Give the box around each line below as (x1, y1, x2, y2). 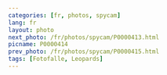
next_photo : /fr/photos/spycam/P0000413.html (8, 33, 159, 41)
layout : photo (8, 26, 55, 34)
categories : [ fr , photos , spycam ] (8, 11, 122, 20)
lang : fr (8, 19, 37, 27)
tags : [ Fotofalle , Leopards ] (8, 55, 103, 63)
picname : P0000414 (8, 41, 68, 48)
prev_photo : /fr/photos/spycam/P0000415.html (8, 48, 159, 55)
